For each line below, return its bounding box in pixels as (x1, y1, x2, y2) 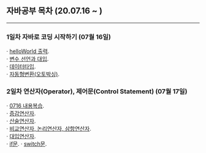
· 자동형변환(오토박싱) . (6, 71, 60, 78)
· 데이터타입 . (6, 63, 36, 70)
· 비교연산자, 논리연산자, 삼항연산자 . (6, 125, 92, 132)
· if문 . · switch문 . (6, 140, 47, 148)
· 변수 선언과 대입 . (6, 55, 49, 63)
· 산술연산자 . (6, 118, 36, 125)
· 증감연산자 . (6, 110, 36, 117)
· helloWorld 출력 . (6, 48, 50, 55)
